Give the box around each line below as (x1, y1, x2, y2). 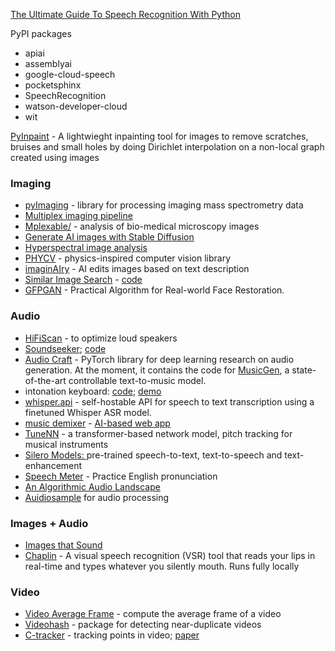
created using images (10, 152, 100, 163)
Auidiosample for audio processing (24, 491, 170, 503)
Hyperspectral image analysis (24, 242, 148, 254)
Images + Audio (10, 516, 89, 530)
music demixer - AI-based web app (24, 417, 171, 429)
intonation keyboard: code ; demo (24, 385, 162, 397)
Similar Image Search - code (24, 274, 143, 286)
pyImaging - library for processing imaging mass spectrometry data (24, 199, 304, 211)
